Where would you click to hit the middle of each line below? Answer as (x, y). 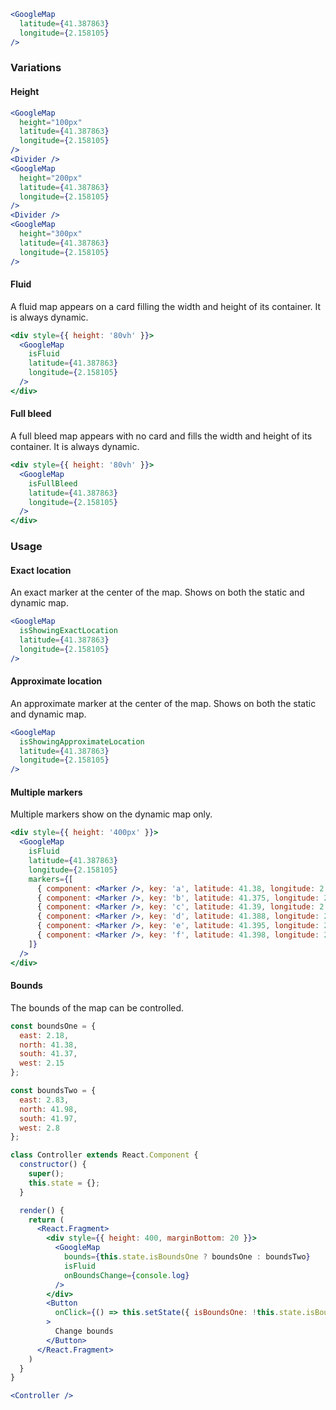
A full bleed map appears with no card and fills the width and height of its (161, 436)
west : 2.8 (39, 1128)
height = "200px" (51, 178)
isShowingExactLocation (68, 631)
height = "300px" (51, 234)
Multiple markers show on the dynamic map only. (111, 814)
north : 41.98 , (48, 1109)
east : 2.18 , (44, 1035)
